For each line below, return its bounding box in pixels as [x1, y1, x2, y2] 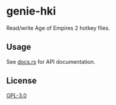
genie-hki [6, 4, 56, 18]
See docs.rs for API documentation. [6, 58, 96, 65]
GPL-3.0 [6, 92, 27, 99]
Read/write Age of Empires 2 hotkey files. [6, 24, 111, 32]
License [6, 76, 37, 86]
